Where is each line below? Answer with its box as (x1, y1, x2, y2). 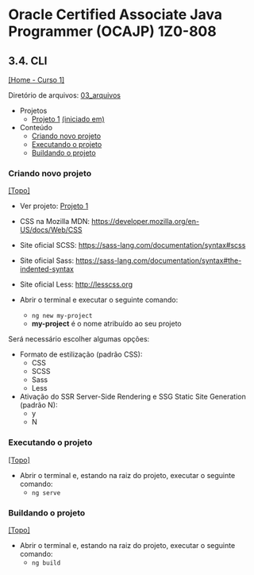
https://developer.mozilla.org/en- (90, 217, 200, 226)
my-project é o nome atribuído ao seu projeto (31, 319, 182, 329)
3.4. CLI (8, 54, 48, 68)
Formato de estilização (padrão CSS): (19, 349, 143, 359)
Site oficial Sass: (19, 256, 74, 265)
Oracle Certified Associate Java (8, 6, 222, 24)
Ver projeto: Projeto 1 (19, 201, 89, 211)
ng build (31, 558, 61, 567)
